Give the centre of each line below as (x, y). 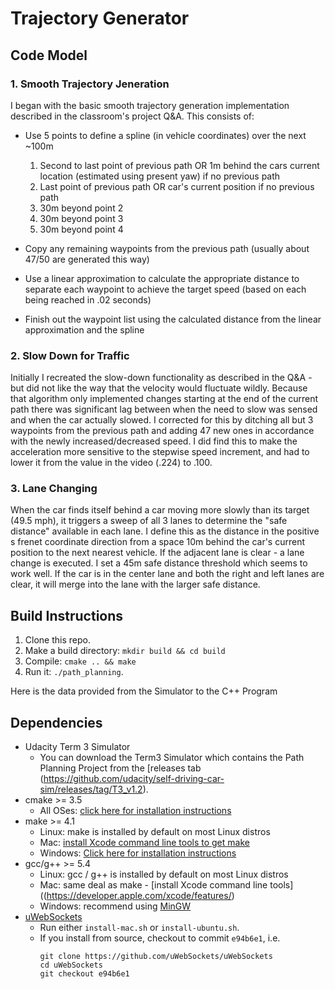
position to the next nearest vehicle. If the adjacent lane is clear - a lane (157, 553)
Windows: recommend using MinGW (115, 906)
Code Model (49, 55)
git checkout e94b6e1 (84, 974)
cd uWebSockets (71, 965)
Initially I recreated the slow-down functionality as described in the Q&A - (161, 378)
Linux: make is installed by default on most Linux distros (155, 832)
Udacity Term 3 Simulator (77, 747)
